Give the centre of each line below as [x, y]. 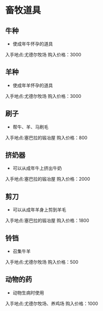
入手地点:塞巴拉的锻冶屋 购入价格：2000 [48, 179]
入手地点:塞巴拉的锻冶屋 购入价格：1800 [47, 221]
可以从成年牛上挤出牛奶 [37, 168]
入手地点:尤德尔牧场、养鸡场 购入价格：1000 [52, 303]
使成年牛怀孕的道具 [33, 44]
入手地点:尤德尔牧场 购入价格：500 [42, 262]
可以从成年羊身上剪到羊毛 [39, 210]
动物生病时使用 [28, 293]
